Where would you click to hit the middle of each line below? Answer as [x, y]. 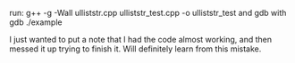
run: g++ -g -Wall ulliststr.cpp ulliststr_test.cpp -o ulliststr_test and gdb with [148, 13]
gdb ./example [36, 22]
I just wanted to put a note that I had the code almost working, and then [141, 39]
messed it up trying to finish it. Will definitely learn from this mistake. [135, 49]
